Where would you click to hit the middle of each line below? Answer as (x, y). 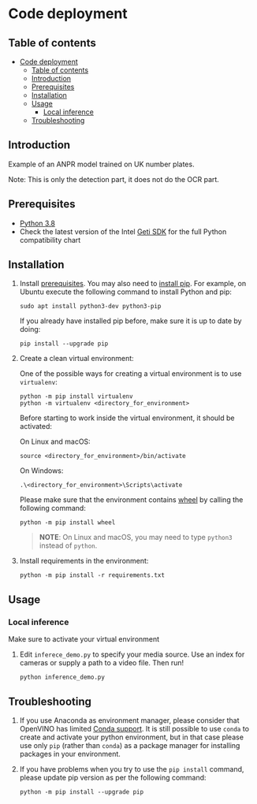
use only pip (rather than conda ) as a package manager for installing (130, 745)
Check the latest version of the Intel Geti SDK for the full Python (123, 231)
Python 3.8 (37, 223)
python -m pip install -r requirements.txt (92, 575)
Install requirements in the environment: (84, 561)
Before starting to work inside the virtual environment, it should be (127, 418)
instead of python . (68, 545)
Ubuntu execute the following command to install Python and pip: (126, 292)
